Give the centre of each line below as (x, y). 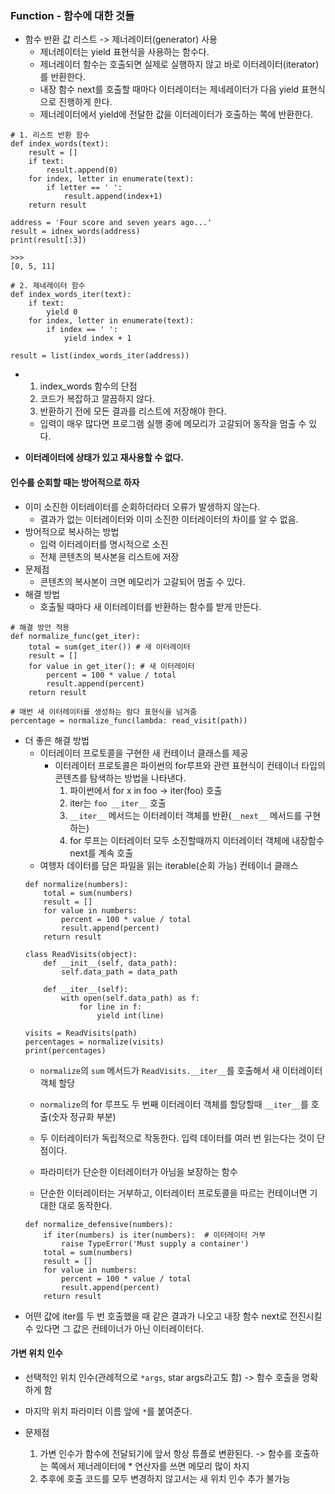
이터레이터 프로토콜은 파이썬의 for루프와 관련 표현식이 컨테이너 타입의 (190, 765)
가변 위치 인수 (36, 1353)
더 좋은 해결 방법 (57, 740)
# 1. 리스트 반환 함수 (50, 135)
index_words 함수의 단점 (88, 386)
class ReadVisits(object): (81, 954)
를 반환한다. (62, 77)
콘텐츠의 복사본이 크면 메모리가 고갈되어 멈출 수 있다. (142, 581)
